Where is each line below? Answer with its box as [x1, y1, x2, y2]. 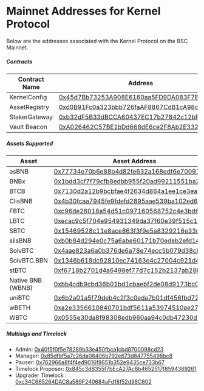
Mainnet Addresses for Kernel [6, 4, 161, 18]
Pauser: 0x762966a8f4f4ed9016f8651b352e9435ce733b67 [15, 358, 165, 366]
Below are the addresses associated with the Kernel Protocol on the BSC [6, 37, 188, 44]
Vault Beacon [9, 122, 47, 131]
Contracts [6, 58, 33, 65]
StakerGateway [9, 113, 53, 121]
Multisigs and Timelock [6, 330, 67, 337]
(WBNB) [9, 283, 33, 292]
